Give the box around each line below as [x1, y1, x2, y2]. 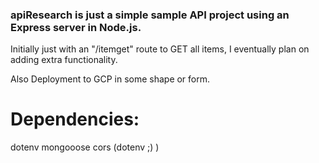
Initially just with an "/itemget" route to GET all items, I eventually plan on [10, 43, 310, 55]
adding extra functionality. [10, 54, 118, 66]
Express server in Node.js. [10, 20, 142, 34]
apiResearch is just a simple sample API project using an [10, 8, 290, 22]
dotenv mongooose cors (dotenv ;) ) [10, 141, 160, 153]
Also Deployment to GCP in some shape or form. [10, 73, 211, 85]
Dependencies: [10, 108, 140, 131]
